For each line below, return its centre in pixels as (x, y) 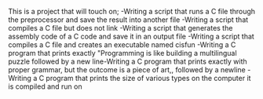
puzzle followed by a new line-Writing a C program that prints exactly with (128, 61)
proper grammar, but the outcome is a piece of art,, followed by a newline (127, 70)
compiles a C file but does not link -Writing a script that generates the (121, 28)
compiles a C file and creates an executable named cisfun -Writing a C (122, 45)
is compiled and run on (45, 86)
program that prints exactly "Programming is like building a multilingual (122, 53)
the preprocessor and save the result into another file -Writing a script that (128, 20)
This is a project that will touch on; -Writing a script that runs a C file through (132, 11)
